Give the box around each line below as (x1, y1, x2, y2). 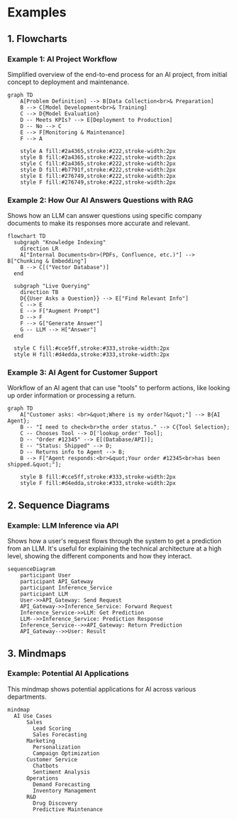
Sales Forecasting (33, 731, 87, 738)
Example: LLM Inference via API (7, 521, 119, 531)
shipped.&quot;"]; (7, 461, 62, 469)
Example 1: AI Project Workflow (7, 54, 118, 64)
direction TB (20, 289, 59, 296)
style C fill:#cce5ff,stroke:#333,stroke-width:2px (13, 345, 170, 353)
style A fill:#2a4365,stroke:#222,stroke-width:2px (20, 147, 176, 155)
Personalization (33, 744, 81, 751)
